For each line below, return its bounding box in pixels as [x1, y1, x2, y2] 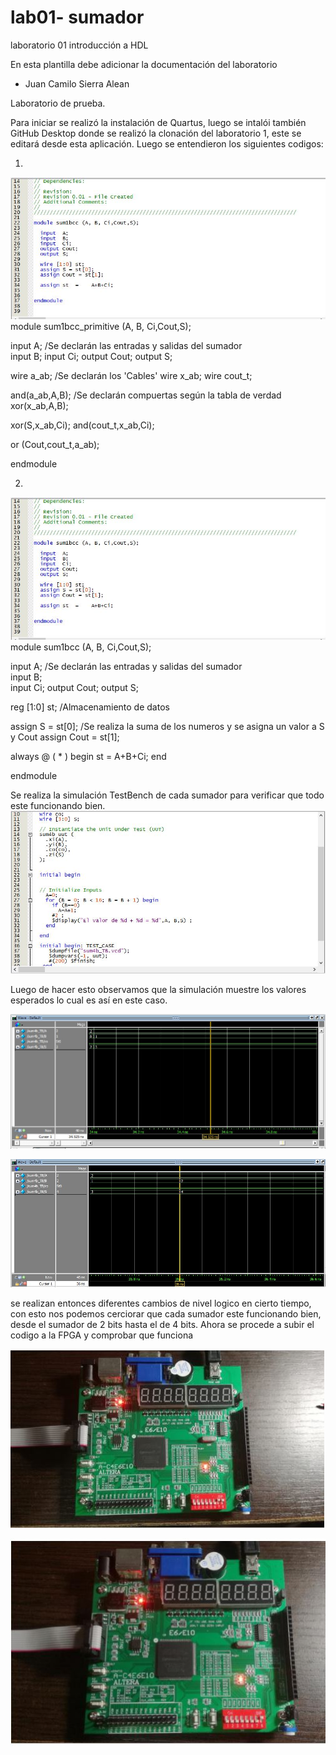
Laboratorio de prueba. [10, 97, 106, 109]
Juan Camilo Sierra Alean [24, 77, 130, 90]
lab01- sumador [10, 6, 145, 29]
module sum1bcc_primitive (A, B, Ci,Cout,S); [10, 321, 192, 333]
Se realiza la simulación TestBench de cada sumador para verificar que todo [10, 789, 325, 801]
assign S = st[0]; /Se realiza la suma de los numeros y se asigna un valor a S [10, 720, 325, 732]
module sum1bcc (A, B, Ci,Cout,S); [10, 641, 152, 653]
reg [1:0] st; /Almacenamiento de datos [10, 701, 170, 713]
